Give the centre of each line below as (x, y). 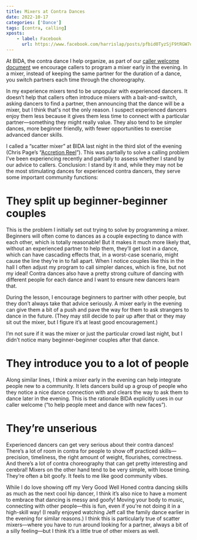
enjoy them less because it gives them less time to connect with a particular (98, 116)
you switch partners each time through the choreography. (76, 79)
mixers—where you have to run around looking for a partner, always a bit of (97, 524)
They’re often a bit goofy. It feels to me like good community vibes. (87, 475)
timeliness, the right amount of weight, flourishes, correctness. (107, 457)
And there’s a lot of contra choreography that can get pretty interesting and (97, 463)
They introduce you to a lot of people (98, 363)
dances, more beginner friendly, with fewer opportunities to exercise (89, 128)
